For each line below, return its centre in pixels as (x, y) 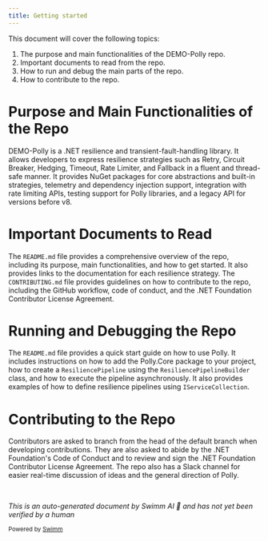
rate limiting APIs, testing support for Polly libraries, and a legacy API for (127, 193)
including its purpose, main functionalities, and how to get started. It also (128, 265)
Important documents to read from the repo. (92, 62)
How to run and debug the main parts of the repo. (102, 71)
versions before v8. (40, 201)
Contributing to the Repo (92, 419)
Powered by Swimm (36, 529)
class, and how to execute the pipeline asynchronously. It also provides (126, 378)
